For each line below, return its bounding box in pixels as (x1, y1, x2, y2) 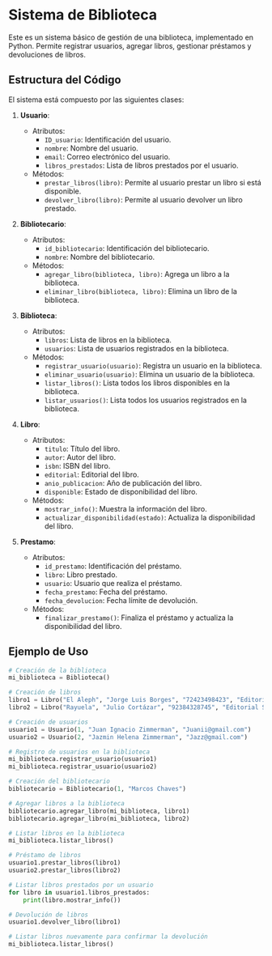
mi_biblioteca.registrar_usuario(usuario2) (8, 763, 158, 771)
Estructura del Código (8, 73, 121, 87)
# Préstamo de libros (8, 852, 82, 860)
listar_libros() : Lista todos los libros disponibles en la (44, 378, 231, 388)
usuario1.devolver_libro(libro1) (8, 918, 121, 926)
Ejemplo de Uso (8, 645, 89, 659)
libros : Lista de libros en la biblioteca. (44, 334, 172, 345)
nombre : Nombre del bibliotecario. (44, 252, 155, 261)
